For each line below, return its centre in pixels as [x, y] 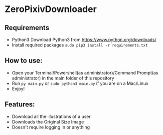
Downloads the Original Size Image [48, 121]
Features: [20, 104]
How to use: [24, 61]
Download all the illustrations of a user [51, 116]
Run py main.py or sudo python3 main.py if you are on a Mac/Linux [80, 83]
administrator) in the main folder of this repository [63, 78]
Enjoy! [18, 88]
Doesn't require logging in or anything [51, 127]
